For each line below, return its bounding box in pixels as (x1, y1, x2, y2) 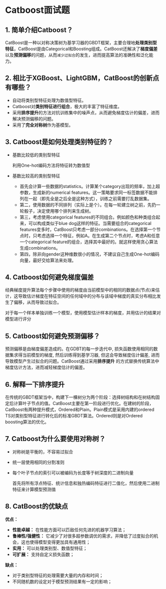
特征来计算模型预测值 (12, 486, 56, 492)
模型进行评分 (5, 316, 31, 322)
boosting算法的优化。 (5, 419, 49, 425)
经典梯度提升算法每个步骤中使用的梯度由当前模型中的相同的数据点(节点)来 (5, 287, 156, 293)
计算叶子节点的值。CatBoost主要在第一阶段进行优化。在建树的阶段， (13, 401, 154, 406)
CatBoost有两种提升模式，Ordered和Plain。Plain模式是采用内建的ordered (5, 406, 155, 412)
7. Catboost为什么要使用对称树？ (5, 435, 106, 443)
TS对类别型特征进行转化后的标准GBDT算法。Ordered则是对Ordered (5, 413, 143, 419)
